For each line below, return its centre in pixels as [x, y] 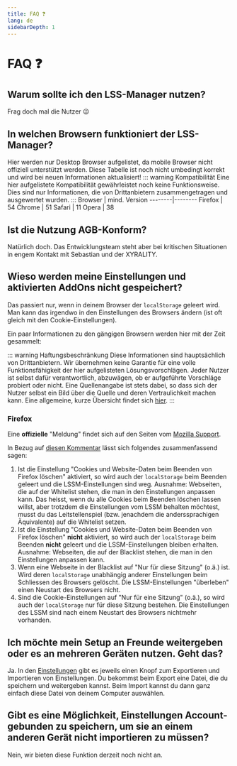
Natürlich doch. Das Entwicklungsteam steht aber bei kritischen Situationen [117, 247]
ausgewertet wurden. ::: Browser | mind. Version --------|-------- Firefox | [115, 200]
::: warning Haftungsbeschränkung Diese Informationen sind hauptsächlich [116, 355]
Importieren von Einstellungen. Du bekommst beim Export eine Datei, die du [117, 678]
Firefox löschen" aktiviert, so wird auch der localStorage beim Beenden [122, 477]
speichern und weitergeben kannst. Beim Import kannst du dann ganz [109, 685]
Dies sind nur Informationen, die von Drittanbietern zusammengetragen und [117, 192]
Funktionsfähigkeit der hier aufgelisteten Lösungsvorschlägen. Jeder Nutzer [118, 370]
